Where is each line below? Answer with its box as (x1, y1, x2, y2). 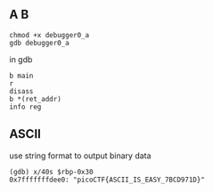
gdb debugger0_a (9, 38, 70, 47)
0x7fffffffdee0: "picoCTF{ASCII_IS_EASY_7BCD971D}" (9, 175, 205, 184)
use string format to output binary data (9, 150, 152, 161)
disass (9, 86, 34, 96)
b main (9, 71, 34, 80)
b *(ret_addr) (9, 94, 62, 103)
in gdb (9, 53, 33, 65)
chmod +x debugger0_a (9, 30, 90, 39)
